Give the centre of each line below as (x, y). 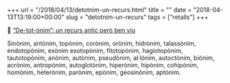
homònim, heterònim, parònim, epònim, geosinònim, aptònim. (94, 72)
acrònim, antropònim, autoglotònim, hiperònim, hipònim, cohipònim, (103, 65)
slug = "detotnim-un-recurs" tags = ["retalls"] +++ (137, 17)
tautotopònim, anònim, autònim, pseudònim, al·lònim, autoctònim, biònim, (111, 58)
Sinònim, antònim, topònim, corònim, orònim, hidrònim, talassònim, (102, 43)
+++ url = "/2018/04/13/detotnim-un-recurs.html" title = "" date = (100, 10)
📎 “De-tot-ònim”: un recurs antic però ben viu (71, 30)
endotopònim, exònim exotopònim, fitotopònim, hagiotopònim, (95, 51)
